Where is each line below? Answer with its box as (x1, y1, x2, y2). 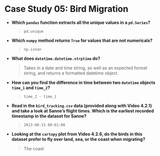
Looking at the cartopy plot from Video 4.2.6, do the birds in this (11, 131, 143, 137)
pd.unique (23, 29, 44, 34)
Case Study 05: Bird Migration (4, 3, 128, 15)
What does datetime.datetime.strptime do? (11, 55, 100, 61)
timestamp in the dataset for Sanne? (11, 113, 87, 119)
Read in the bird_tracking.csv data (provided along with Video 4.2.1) (11, 102, 152, 108)
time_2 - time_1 (23, 94, 57, 99)
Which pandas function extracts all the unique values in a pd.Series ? (11, 19, 151, 25)
